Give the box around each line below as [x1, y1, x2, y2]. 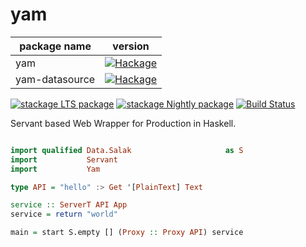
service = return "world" [10, 209, 118, 220]
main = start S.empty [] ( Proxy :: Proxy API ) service [10, 228, 244, 238]
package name [19, 39, 92, 53]
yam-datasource [15, 72, 96, 86]
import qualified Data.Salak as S [10, 145, 244, 155]
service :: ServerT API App [10, 200, 128, 210]
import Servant [10, 154, 118, 165]
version [112, 39, 150, 53]
